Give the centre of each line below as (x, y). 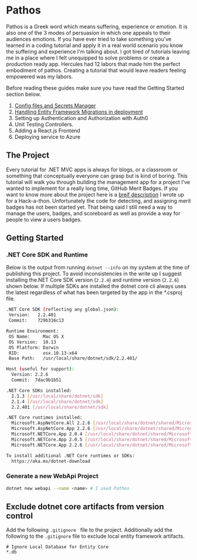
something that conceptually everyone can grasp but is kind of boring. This (97, 176)
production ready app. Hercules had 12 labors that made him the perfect (93, 64)
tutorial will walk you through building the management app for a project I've (98, 182)
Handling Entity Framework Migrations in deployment (79, 112)
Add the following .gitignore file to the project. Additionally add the (89, 530)
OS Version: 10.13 (33, 342)
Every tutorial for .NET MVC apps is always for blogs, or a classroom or (92, 169)
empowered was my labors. (40, 76)
